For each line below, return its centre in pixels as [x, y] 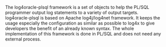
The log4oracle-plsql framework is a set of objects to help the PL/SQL [77, 7]
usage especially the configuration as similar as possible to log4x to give [80, 23]
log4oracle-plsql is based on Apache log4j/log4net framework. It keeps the [83, 18]
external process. [23, 39]
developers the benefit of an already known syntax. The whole [69, 28]
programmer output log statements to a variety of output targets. [72, 12]
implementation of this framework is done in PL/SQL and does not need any [83, 34]
